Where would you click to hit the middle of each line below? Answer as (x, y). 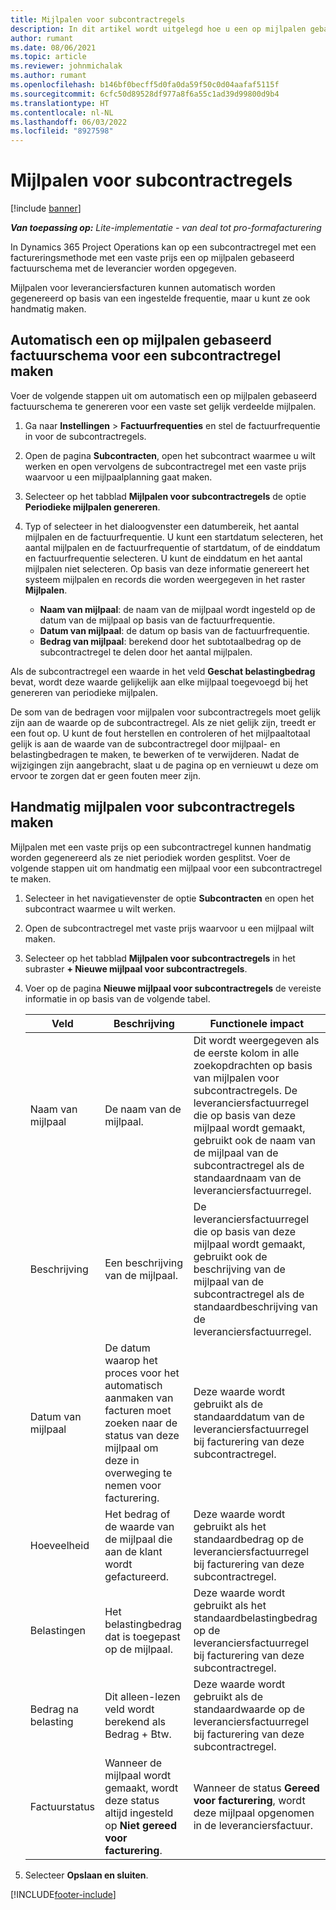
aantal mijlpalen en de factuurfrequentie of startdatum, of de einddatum (172, 547)
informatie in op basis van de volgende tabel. (117, 998)
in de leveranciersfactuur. (253, 1825)
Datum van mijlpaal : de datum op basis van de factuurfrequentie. (174, 630)
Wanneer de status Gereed (256, 1788)
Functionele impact (257, 1023)
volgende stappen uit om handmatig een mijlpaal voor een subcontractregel (166, 868)
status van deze (142, 1435)
